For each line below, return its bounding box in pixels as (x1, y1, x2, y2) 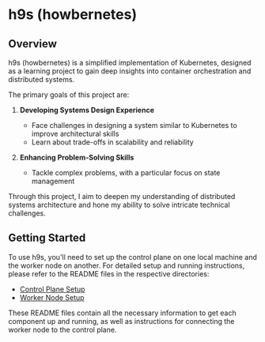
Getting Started (8, 231, 86, 245)
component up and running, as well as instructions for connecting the (8, 316, 235, 325)
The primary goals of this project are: (8, 90, 130, 100)
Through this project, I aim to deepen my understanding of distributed (8, 192, 236, 201)
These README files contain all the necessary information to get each (8, 308, 237, 318)
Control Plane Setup (19, 284, 85, 294)
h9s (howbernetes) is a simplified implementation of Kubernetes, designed (8, 58, 252, 67)
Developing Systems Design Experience (19, 105, 154, 115)
